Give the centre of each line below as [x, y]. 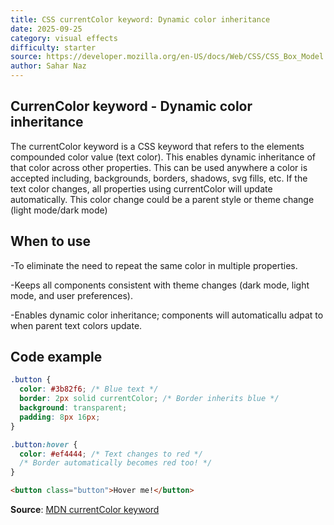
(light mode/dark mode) [59, 210]
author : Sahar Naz [48, 66]
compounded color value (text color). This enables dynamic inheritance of [163, 157]
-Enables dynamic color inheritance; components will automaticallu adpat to [167, 315]
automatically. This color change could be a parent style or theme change [162, 199]
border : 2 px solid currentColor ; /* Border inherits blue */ [149, 399]
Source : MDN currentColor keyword [85, 510]
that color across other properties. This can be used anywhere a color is [159, 167]
